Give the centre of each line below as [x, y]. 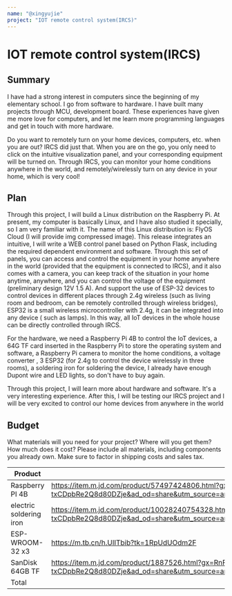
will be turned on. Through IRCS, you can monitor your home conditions [109, 161]
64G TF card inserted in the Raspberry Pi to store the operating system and [115, 346]
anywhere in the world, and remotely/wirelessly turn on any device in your [112, 169]
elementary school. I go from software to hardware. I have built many [105, 104]
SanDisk [24, 563]
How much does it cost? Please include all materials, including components [114, 449]
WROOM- [27, 543]
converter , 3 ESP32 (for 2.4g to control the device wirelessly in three [106, 360]
